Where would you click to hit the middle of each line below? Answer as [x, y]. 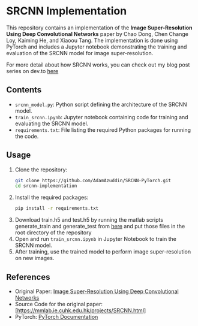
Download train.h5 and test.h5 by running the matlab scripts [89, 220]
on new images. [34, 258]
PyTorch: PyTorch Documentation [56, 317]
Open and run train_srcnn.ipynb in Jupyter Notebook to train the [96, 239]
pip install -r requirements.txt [57, 209]
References [28, 277]
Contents [24, 90]
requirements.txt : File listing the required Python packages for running [103, 129]
